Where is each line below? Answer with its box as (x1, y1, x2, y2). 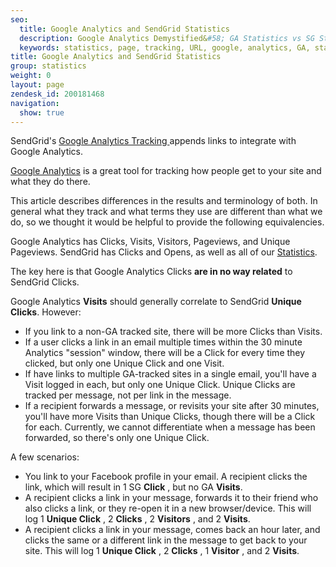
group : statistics (10, 61, 87, 71)
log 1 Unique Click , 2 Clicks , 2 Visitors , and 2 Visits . (24, 513, 251, 525)
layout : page (10, 80, 65, 90)
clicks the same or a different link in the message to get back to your (24, 534, 308, 546)
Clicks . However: (10, 306, 82, 318)
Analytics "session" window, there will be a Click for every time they (24, 347, 306, 359)
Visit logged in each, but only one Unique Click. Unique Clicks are (24, 379, 296, 391)
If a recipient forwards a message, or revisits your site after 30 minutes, (24, 400, 320, 412)
